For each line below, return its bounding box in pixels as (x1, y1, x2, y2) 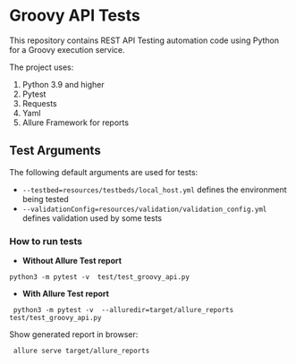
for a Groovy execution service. (9, 44, 125, 55)
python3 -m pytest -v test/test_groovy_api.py (9, 273, 190, 282)
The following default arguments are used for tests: (9, 166, 199, 177)
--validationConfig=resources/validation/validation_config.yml (21, 205, 267, 214)
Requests (21, 97, 57, 108)
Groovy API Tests (9, 5, 140, 26)
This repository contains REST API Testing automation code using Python (9, 35, 280, 46)
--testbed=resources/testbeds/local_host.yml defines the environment (21, 184, 288, 195)
